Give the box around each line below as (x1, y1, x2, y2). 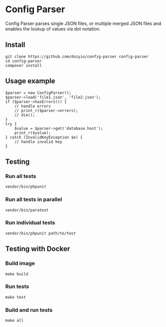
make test (5, 294, 26, 300)
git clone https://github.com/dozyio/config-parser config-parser (5, 54, 149, 59)
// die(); (14, 112, 36, 117)
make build (5, 271, 28, 277)
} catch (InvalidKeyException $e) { (5, 135, 83, 140)
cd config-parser (5, 58, 42, 64)
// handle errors (14, 103, 51, 109)
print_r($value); (14, 130, 51, 135)
